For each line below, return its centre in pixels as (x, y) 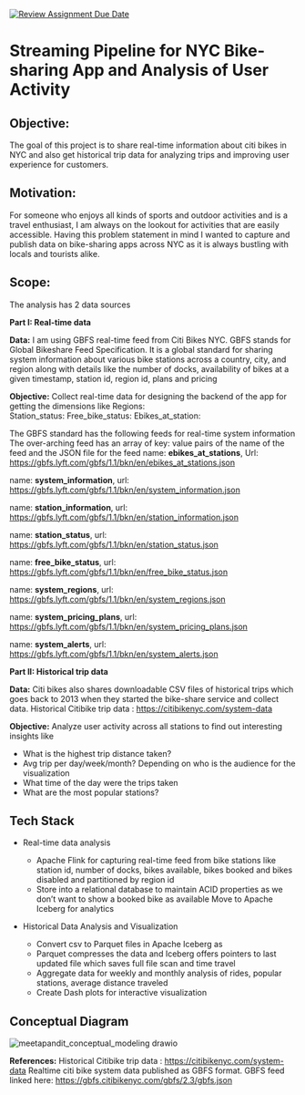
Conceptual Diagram (69, 1021)
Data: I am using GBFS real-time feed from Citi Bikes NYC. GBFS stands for (150, 340)
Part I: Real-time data (50, 322)
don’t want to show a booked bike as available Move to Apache (154, 899)
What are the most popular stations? (91, 792)
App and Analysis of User (171, 71)
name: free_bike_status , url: (63, 562)
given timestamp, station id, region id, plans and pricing (113, 378)
